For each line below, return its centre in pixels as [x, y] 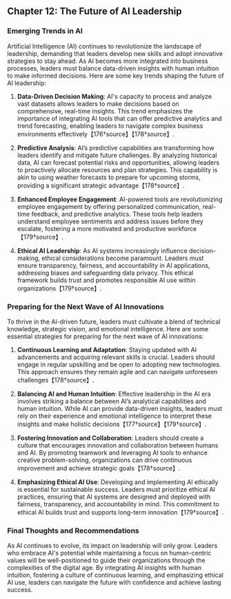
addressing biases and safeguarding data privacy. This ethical [105, 273]
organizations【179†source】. [59, 288]
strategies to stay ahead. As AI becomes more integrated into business [108, 61]
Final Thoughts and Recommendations [73, 531]
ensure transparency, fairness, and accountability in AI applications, [113, 265]
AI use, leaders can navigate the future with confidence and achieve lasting [114, 582]
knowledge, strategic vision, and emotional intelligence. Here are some [108, 329]
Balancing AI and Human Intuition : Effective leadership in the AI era [114, 394]
